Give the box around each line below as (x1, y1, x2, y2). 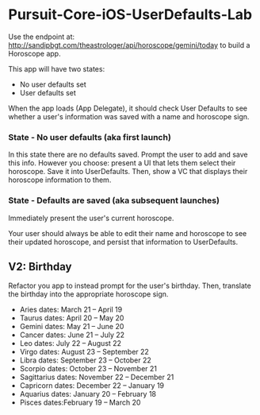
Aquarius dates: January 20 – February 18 (19, 390, 157, 399)
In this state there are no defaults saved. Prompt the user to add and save (8, 149, 248, 160)
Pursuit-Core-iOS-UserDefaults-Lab (8, 6, 252, 24)
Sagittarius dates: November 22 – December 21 (19, 372, 174, 382)
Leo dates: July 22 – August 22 (19, 339, 121, 348)
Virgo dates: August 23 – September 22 (19, 347, 149, 357)
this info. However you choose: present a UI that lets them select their (8, 158, 236, 168)
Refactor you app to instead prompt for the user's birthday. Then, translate (8, 281, 251, 291)
